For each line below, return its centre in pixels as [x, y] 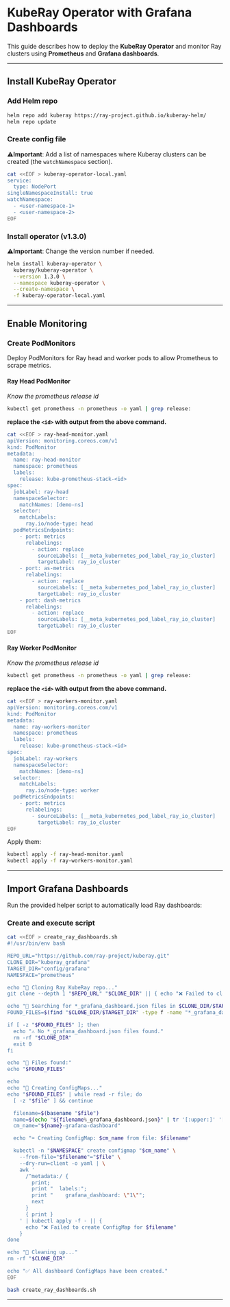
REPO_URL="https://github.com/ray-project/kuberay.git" [88, 956]
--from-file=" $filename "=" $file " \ [70, 1157]
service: [20, 180]
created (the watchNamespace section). [60, 161]
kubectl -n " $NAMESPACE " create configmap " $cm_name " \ [94, 1151]
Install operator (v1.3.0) [47, 236]
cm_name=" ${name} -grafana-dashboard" [67, 1126]
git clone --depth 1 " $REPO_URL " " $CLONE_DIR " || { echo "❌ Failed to [110, 994]
